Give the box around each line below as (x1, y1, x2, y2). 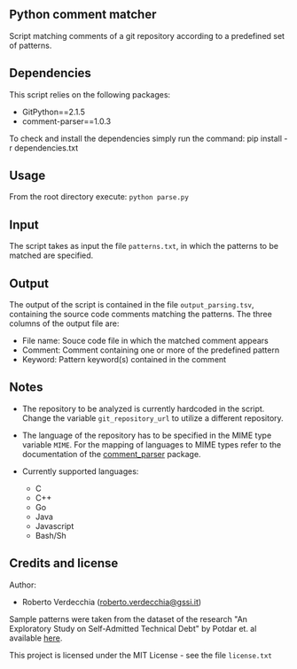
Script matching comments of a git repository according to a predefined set (9, 30, 285, 41)
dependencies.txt (14, 142, 79, 153)
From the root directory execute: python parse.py (9, 191, 189, 202)
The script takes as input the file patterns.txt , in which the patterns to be (9, 241, 279, 252)
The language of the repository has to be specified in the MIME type (21, 430, 272, 440)
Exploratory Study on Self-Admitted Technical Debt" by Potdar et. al (9, 623, 257, 634)
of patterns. (9, 40, 52, 51)
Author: (9, 580, 37, 590)
